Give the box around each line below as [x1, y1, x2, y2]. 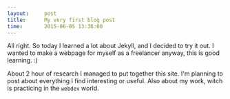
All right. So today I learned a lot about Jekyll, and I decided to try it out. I [7, 42, 214, 50]
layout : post [7, 10, 57, 17]
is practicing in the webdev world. [7, 84, 100, 93]
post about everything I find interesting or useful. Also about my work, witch [7, 77, 223, 85]
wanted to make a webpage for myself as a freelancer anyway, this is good [7, 49, 220, 57]
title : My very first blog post [7, 16, 116, 23]
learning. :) [7, 56, 38, 65]
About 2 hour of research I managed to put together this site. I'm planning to [7, 69, 224, 78]
